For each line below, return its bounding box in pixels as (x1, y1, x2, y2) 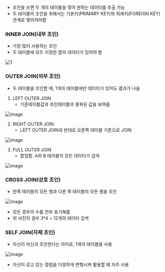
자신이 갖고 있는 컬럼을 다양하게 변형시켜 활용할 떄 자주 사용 (12, 261, 129, 267)
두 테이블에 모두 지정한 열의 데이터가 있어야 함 (12, 49, 102, 55)
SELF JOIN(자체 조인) (5, 229, 56, 236)
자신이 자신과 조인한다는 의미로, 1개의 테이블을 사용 (12, 241, 112, 247)
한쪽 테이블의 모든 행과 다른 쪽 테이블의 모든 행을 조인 (12, 188, 117, 194)
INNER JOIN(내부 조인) (5, 31, 59, 38)
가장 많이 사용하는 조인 (12, 43, 57, 49)
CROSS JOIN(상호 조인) (5, 176, 61, 183)
